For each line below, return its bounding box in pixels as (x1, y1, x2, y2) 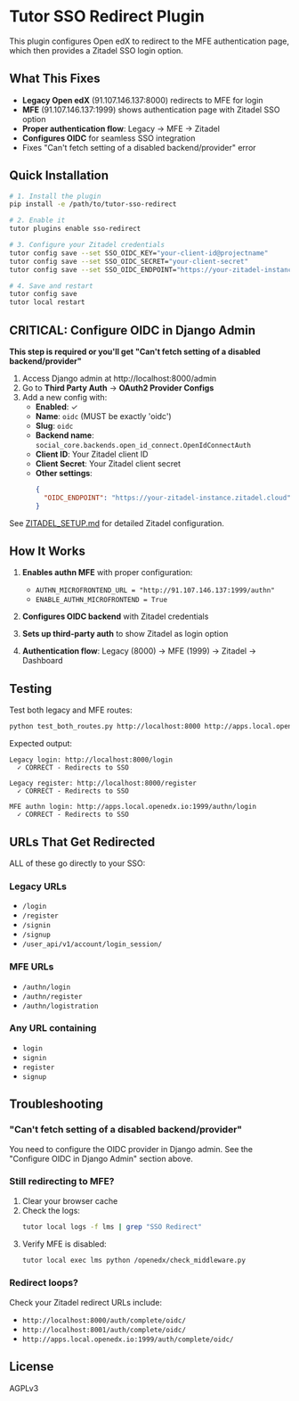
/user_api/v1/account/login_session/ (21, 940, 163, 949)
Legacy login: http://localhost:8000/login (9, 755, 174, 764)
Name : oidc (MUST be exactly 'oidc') (35, 411, 172, 421)
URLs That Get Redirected (9, 834, 156, 849)
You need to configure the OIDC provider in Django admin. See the (9, 1143, 254, 1154)
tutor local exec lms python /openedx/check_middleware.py (21, 1256, 246, 1265)
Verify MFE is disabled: (21, 1238, 107, 1249)
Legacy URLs (9, 880, 68, 893)
